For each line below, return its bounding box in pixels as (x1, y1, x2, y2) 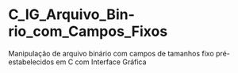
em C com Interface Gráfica (56, 57, 147, 67)
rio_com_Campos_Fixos (8, 22, 168, 40)
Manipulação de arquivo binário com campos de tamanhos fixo (8, 48, 214, 58)
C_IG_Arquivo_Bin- (8, 6, 135, 24)
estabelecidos (8, 57, 55, 67)
